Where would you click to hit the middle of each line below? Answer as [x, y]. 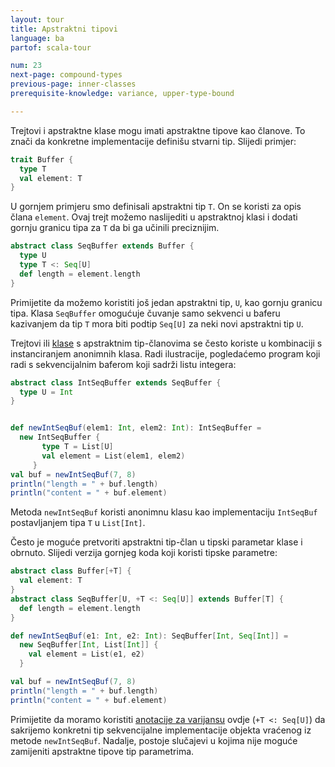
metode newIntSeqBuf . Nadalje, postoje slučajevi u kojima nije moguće [154, 740]
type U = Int [46, 392]
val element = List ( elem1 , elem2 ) [113, 456]
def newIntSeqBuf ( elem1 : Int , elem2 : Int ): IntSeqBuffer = [136, 428]
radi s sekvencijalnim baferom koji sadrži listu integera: [123, 364]
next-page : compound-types [66, 75]
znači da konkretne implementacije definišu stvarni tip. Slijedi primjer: [153, 141]
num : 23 [26, 66]
